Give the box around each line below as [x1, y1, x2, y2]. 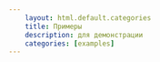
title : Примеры [25, 22, 83, 31]
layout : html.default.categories [25, 13, 152, 23]
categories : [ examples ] [25, 38, 115, 48]
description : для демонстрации [25, 30, 144, 39]
